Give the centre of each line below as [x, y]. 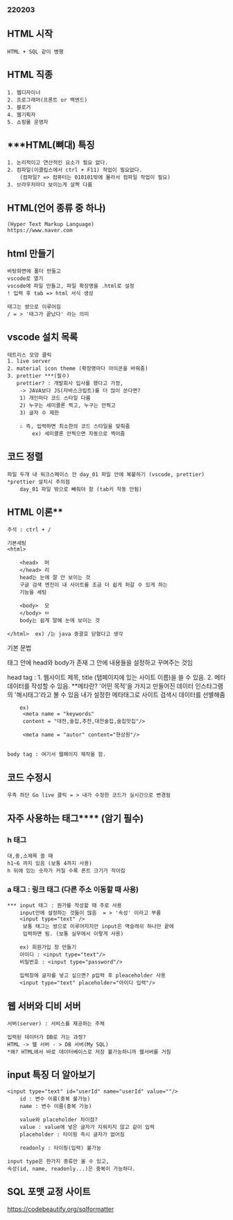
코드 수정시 [29, 778]
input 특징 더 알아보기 [51, 1075]
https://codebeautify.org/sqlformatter [61, 1209]
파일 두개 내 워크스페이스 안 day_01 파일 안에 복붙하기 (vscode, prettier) [106, 474]
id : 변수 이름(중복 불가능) [55, 1099]
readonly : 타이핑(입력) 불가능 [61, 1148]
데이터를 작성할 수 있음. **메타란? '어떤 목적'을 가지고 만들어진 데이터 [101, 686]
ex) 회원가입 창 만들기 [48, 947]
